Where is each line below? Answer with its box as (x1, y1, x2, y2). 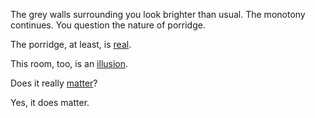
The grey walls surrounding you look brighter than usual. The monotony (10, 9, 306, 20)
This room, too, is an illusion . (10, 58, 129, 69)
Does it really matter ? (10, 77, 98, 89)
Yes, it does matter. (10, 97, 90, 108)
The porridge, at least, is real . (10, 39, 132, 50)
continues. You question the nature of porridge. (10, 19, 206, 31)
